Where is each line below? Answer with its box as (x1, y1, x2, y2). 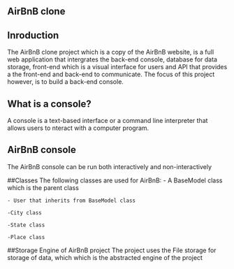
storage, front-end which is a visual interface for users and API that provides (7, 63, 228, 71)
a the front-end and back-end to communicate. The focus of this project (7, 70, 215, 79)
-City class (7, 209, 42, 216)
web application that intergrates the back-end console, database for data (7, 55, 218, 64)
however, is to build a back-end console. (7, 78, 124, 86)
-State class (7, 221, 45, 228)
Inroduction (7, 29, 59, 41)
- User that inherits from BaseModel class (7, 197, 136, 204)
